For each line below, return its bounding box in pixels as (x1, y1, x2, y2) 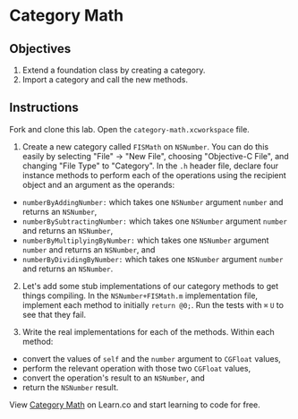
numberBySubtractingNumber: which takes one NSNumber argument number (21, 216, 288, 227)
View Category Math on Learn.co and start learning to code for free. (9, 399, 261, 410)
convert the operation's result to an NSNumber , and (21, 372, 206, 383)
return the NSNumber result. (21, 381, 119, 392)
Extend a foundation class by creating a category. (21, 64, 206, 75)
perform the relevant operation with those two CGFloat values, (21, 363, 251, 373)
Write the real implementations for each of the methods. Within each (21, 326, 275, 337)
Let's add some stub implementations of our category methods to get (21, 280, 279, 291)
